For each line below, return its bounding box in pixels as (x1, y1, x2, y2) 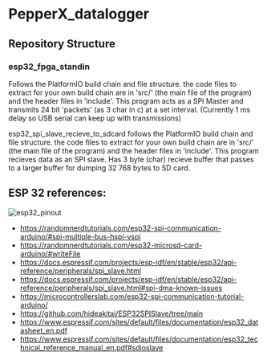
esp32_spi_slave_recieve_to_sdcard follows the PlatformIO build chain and (8, 129, 253, 138)
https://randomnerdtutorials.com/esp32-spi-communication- (19, 223, 222, 233)
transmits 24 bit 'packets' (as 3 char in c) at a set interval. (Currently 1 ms (8, 104, 251, 114)
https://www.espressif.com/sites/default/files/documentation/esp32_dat (19, 317, 259, 326)
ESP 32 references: (8, 186, 107, 200)
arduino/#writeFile (19, 248, 81, 258)
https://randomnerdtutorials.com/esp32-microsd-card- (19, 240, 203, 250)
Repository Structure (8, 37, 116, 51)
